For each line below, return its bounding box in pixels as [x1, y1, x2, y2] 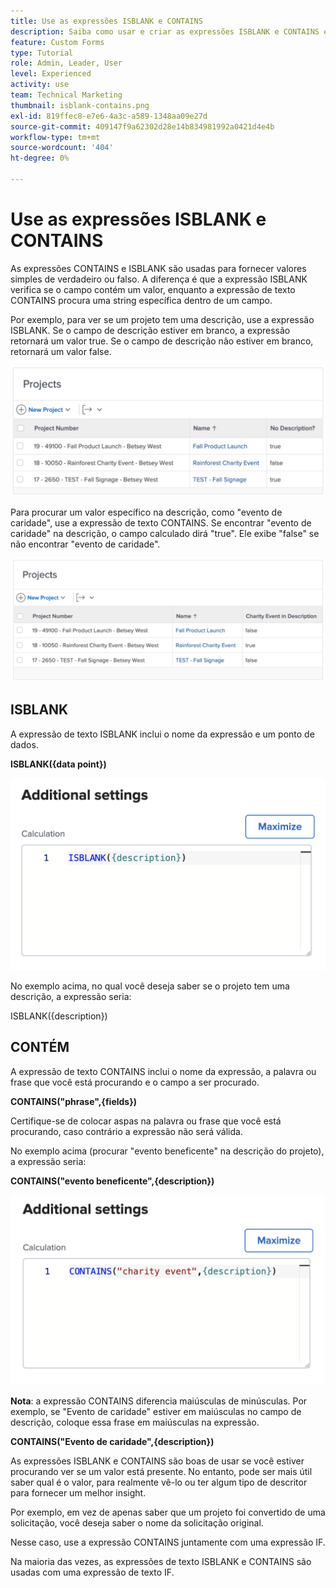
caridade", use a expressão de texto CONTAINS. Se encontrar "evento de [10, 516, 312, 529]
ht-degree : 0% [10, 153, 70, 164]
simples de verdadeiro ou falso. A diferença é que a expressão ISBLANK [10, 273, 308, 285]
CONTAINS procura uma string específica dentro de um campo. [10, 294, 273, 306]
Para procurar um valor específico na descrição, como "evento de [10, 506, 283, 518]
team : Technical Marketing [10, 90, 123, 100]
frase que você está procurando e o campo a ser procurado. [10, 1076, 260, 1088]
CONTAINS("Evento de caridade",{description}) [10, 1436, 215, 1448]
